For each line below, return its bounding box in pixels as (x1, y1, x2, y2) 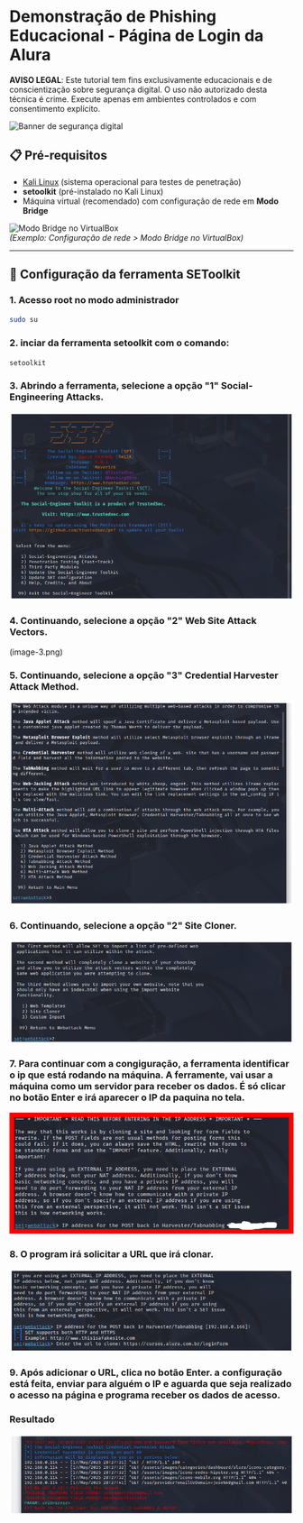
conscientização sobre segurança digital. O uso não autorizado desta (9, 84, 268, 95)
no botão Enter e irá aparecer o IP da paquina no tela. (9, 1091, 245, 1104)
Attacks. (66, 390, 105, 403)
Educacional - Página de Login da (9, 25, 264, 46)
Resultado (9, 1413, 56, 1426)
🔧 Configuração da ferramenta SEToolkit (9, 267, 241, 282)
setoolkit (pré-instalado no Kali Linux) (22, 186, 164, 197)
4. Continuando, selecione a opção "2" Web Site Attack (9, 615, 257, 628)
